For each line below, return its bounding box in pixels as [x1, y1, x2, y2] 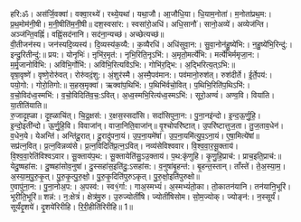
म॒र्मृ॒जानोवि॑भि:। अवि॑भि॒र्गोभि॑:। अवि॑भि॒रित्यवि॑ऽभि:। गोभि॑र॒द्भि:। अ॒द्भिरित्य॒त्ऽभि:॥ [10, 60, 236, 69]
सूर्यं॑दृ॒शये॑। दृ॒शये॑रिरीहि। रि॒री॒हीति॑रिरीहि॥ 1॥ [10, 201, 134, 212]
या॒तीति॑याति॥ [10, 100, 48, 110]
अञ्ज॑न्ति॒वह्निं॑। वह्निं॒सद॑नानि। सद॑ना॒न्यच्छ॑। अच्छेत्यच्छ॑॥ [10, 29, 165, 40]
